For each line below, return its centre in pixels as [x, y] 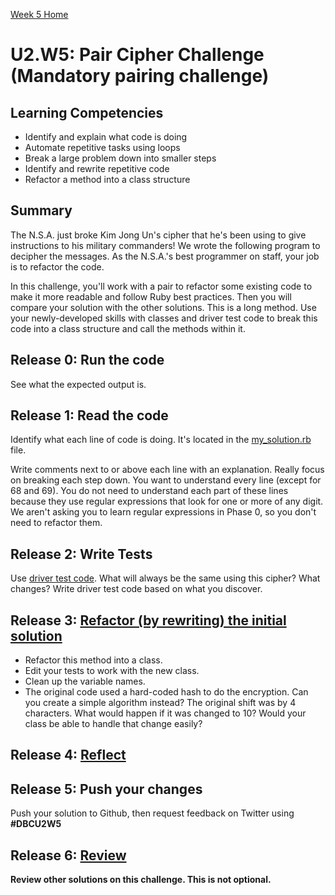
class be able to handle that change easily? [113, 724]
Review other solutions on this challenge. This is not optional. [141, 880]
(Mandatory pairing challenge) [140, 76]
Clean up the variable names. [85, 681]
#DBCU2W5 [36, 824]
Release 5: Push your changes [106, 789]
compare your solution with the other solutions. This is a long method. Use [163, 307]
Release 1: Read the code [89, 415]
